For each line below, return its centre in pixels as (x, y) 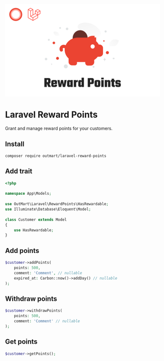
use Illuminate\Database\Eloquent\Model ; (48, 209)
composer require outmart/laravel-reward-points (56, 156)
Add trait (19, 171)
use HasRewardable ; (34, 230)
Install (15, 144)
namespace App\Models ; (28, 194)
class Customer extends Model (36, 219)
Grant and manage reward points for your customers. (59, 128)
